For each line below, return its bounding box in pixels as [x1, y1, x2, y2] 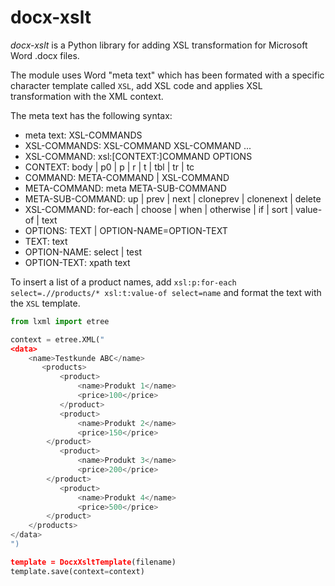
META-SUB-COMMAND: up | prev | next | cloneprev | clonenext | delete [24, 192, 322, 205]
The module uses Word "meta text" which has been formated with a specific [10, 69, 325, 81]
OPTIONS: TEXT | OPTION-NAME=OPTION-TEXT [24, 224, 228, 236]
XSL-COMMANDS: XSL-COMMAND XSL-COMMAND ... [24, 139, 252, 151]
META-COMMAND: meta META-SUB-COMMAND [24, 182, 227, 194]
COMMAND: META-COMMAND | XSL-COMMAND [24, 171, 230, 183]
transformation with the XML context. [10, 90, 164, 102]
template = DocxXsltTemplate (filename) [10, 557, 177, 567]
